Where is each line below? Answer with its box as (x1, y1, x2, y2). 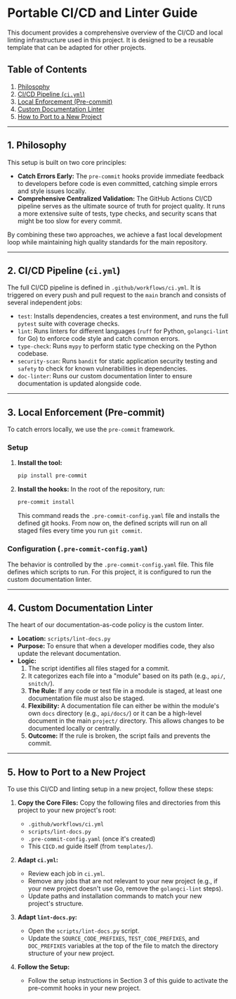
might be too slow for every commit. (17, 216, 123, 225)
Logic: (17, 657, 37, 665)
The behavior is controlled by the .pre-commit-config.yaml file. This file (7, 560, 214, 569)
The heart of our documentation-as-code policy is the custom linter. (7, 621, 204, 629)
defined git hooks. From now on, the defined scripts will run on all (17, 519, 207, 528)
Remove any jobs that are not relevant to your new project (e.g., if (27, 877, 218, 886)
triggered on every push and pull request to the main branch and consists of (7, 291, 227, 299)
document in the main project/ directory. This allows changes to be (27, 716, 225, 725)
